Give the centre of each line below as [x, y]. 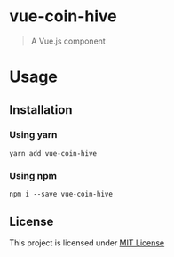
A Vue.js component [68, 41]
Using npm [33, 175]
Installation [41, 110]
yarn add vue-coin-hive [53, 153]
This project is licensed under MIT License [87, 243]
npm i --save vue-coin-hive [61, 194]
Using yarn [33, 135]
